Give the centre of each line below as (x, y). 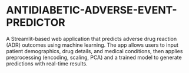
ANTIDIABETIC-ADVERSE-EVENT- (92, 10)
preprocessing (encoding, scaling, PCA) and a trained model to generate (94, 57)
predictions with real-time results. (47, 63)
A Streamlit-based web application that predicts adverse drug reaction (92, 39)
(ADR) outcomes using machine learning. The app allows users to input (92, 45)
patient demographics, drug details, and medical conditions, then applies (94, 51)
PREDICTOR (36, 22)
